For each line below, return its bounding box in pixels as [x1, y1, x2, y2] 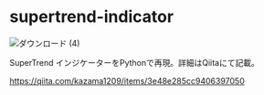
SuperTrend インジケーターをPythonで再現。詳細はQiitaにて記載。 [9, 57, 260, 68]
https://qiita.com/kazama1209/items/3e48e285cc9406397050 [9, 75, 245, 86]
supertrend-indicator [9, 6, 174, 27]
